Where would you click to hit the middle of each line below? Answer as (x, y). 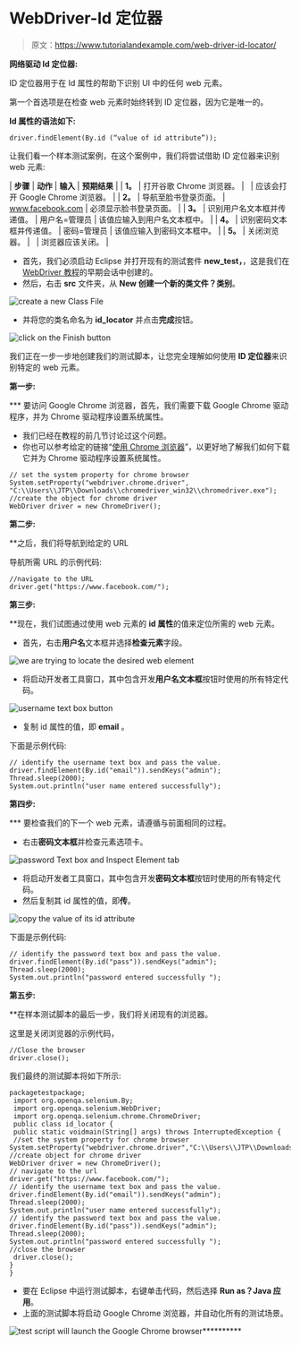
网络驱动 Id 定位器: (44, 64)
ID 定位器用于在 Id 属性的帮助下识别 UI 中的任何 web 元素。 (118, 82)
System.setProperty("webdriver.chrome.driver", (100, 483)
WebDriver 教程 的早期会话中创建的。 (90, 272)
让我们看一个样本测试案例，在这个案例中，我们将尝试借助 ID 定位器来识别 (144, 155)
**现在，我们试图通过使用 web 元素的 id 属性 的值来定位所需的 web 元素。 (144, 623)
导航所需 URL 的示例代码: (56, 561)
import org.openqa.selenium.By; (73, 1101)
